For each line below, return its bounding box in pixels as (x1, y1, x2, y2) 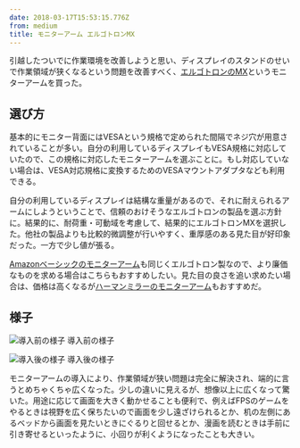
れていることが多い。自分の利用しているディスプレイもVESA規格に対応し (9, 143, 279, 153)
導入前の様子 (66, 336, 114, 345)
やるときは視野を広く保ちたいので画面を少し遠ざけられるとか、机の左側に (9, 407, 283, 417)
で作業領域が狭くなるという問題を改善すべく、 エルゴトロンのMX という (9, 66, 271, 77)
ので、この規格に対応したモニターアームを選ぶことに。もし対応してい (24, 153, 282, 165)
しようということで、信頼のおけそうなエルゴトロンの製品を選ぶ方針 (32, 206, 283, 217)
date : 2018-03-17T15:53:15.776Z (9, 12, 129, 22)
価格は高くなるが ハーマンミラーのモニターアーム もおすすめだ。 (32, 281, 266, 292)
